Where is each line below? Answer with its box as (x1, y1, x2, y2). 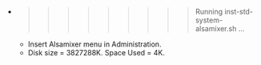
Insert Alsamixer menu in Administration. (27, 39, 162, 49)
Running (195, 7, 223, 16)
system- (195, 15, 223, 25)
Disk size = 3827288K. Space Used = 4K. (27, 48, 166, 57)
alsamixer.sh (195, 24, 237, 33)
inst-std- (223, 7, 254, 16)
